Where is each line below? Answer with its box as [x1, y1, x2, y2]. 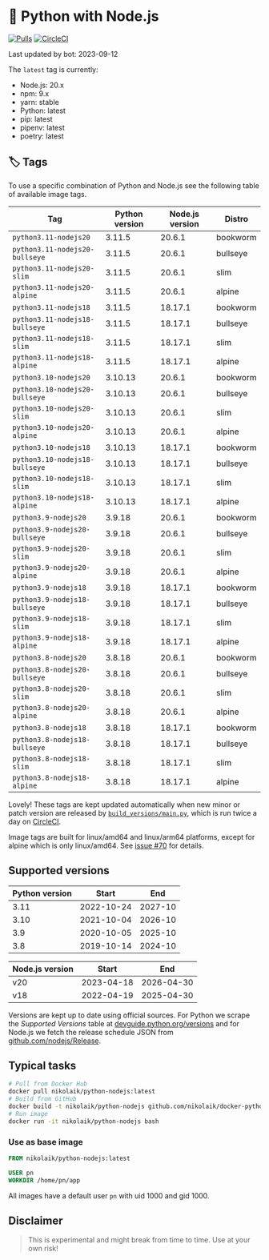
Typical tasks [8, 1058, 77, 1072]
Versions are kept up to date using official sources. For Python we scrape [8, 1010, 251, 1020]
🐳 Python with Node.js [8, 7, 159, 26]
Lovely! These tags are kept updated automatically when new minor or [8, 800, 241, 809]
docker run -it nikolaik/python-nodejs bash [8, 1117, 159, 1126]
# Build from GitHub [8, 1095, 78, 1103]
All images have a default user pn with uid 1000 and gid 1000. [8, 1190, 210, 1200]
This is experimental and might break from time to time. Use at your [27, 1235, 251, 1245]
